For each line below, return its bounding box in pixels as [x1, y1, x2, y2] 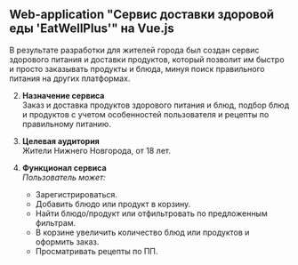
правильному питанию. [21, 118, 111, 129]
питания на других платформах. [9, 73, 131, 84]
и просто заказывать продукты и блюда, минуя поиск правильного [9, 63, 265, 74]
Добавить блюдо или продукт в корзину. [35, 198, 191, 209]
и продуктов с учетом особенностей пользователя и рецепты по [21, 108, 270, 119]
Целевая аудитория [21, 135, 100, 146]
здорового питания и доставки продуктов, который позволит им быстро [9, 53, 285, 65]
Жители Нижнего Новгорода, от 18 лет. [21, 145, 172, 156]
